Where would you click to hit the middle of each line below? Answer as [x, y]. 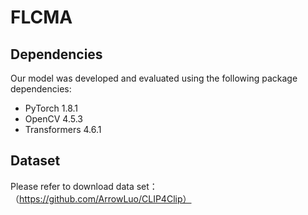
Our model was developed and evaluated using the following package [154, 78]
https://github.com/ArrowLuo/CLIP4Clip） [105, 198]
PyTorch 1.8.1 [51, 108]
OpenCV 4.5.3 [53, 119]
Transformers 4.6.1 [63, 129]
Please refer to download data [72, 186]
